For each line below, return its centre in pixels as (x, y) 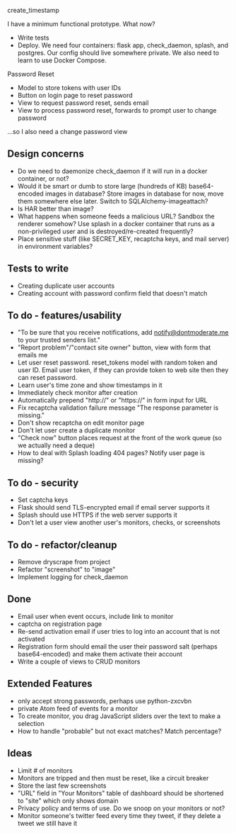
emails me (33, 355)
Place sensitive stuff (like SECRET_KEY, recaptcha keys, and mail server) (123, 239)
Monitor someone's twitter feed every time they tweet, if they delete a (119, 815)
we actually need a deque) (56, 445)
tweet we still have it (47, 823)
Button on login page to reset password (75, 95)
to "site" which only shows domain (68, 800)
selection (31, 723)
